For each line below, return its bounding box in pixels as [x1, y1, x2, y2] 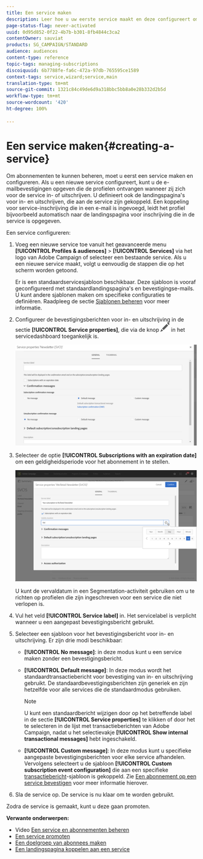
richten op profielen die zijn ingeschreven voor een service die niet [14, 594, 182, 601]
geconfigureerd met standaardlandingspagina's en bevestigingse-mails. [14, 285, 195, 292]
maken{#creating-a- [69, 139, 175, 153]
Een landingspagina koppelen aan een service [14, 846, 130, 853]
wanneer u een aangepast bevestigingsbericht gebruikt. [14, 619, 155, 626]
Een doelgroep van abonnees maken [14, 839, 107, 846]
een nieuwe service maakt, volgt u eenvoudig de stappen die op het [14, 260, 184, 267]
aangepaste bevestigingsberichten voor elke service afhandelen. [24, 753, 186, 761]
